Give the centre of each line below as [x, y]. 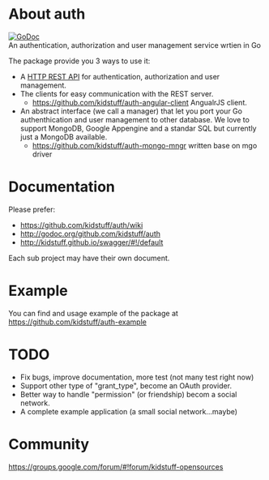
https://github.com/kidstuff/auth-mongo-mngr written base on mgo [145, 145]
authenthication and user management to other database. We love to [134, 119]
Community [49, 444]
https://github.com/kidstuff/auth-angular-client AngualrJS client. [139, 102]
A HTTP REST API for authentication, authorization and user [120, 76]
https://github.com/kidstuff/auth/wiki [81, 225]
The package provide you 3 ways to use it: [79, 61]
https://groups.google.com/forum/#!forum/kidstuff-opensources [116, 466]
